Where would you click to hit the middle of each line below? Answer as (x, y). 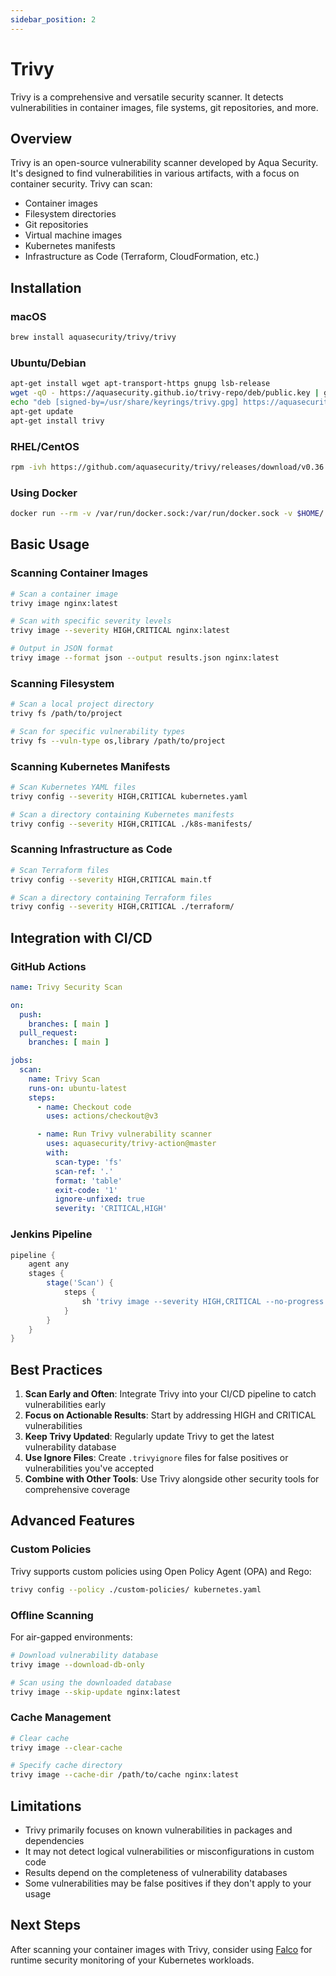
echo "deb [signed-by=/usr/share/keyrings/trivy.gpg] (125, 402)
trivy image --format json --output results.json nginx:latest (145, 658)
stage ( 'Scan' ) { (80, 1283)
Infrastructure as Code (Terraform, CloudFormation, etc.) (142, 257)
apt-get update (42, 411)
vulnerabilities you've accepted (89, 1468)
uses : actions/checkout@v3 (102, 1116)
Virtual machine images (73, 235)
